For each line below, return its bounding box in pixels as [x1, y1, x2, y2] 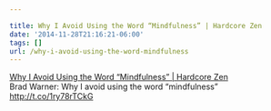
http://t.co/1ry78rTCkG [9, 91, 94, 102]
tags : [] [9, 38, 43, 47]
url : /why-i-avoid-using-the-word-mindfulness [9, 46, 189, 55]
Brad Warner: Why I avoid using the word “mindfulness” [9, 81, 218, 92]
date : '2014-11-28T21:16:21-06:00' [9, 29, 145, 39]
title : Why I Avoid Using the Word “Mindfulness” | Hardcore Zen [9, 21, 262, 30]
